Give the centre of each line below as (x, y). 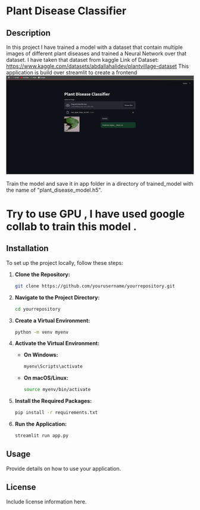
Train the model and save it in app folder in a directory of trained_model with (100, 183)
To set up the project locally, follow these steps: (65, 262)
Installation (27, 248)
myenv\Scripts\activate (53, 367)
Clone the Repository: (42, 274)
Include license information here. (46, 502)
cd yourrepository (37, 309)
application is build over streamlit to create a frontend (72, 72)
